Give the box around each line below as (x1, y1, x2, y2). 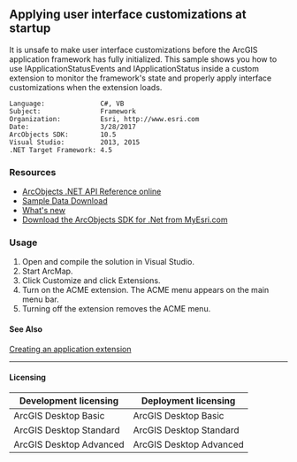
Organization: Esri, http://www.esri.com (9, 114, 200, 123)
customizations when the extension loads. (9, 81, 163, 92)
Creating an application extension (9, 343, 132, 354)
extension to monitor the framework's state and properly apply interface (9, 73, 272, 83)
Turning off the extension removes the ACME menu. (21, 304, 211, 314)
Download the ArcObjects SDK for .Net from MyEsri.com (21, 214, 228, 225)
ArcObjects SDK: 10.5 (9, 130, 117, 139)
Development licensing (19, 394, 119, 406)
